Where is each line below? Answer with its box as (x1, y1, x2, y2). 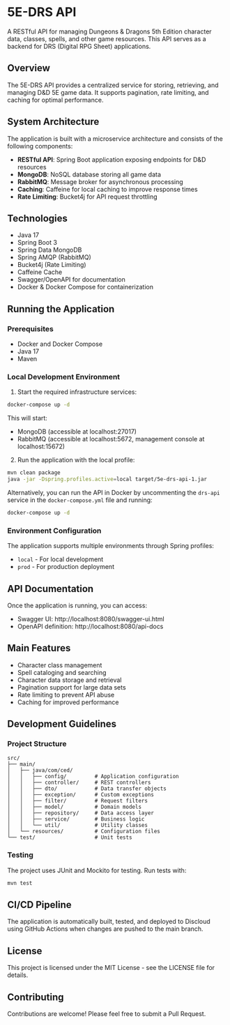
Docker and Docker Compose (17, 340, 103, 349)
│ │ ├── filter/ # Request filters (7, 798, 148, 805)
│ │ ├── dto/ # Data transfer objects (7, 785, 167, 792)
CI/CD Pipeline (7, 899, 72, 911)
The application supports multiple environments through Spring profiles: (7, 542, 215, 550)
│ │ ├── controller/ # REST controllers (7, 779, 151, 787)
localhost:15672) (17, 442, 65, 450)
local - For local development (17, 555, 104, 563)
